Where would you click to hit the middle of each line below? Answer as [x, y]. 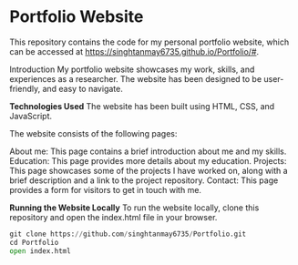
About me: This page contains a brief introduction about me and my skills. [148, 151]
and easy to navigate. [82, 88]
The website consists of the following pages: [93, 133]
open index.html [40, 251]
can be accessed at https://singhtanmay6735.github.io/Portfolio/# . [134, 51]
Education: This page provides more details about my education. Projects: [148, 160]
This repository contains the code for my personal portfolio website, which [149, 42]
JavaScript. [31, 116]
